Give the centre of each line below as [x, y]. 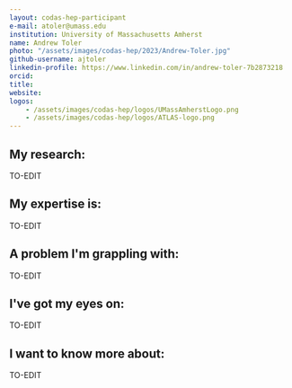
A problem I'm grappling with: [94, 254]
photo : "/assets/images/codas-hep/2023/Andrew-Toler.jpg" [120, 51]
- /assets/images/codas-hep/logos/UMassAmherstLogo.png [133, 110]
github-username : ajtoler [58, 59]
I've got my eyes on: [67, 303]
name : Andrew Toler [46, 43]
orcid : [22, 76]
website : [26, 93]
